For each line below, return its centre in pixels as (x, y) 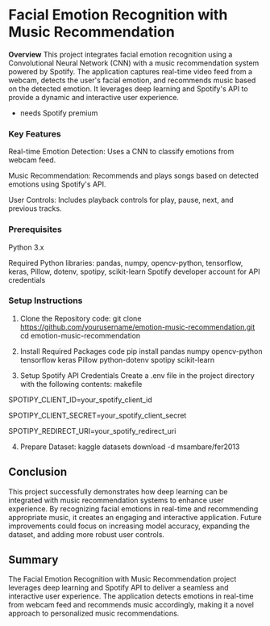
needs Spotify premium (59, 113)
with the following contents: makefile (81, 384)
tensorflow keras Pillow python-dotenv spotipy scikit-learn (117, 359)
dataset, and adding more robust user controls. (87, 534)
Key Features (35, 133)
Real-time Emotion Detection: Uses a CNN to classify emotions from (121, 152)
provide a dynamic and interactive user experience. (94, 97)
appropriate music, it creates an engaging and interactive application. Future (135, 517)
